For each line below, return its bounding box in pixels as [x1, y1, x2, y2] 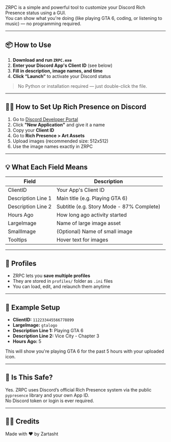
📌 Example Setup [5, 303, 60, 312]
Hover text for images [56, 236, 108, 243]
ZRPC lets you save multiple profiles [12, 273, 91, 279]
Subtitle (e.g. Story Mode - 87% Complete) [56, 203, 161, 210]
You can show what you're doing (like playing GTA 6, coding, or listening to [5, 15, 162, 21]
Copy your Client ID [12, 127, 54, 133]
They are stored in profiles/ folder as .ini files [12, 278, 113, 284]
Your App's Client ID [56, 186, 105, 193]
